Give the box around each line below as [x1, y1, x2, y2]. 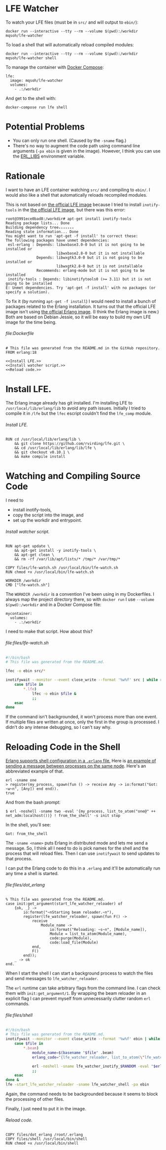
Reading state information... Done [5, 229, 79, 234]
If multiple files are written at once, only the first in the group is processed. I [5, 719, 160, 725]
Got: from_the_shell [5, 831, 48, 837]
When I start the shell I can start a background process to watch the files [5, 970, 153, 976]
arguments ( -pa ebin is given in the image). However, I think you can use [12, 148, 161, 154]
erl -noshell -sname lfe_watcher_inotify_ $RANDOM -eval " [32, 1064, 154, 1069]
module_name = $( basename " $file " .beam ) [32, 1050, 114, 1055]
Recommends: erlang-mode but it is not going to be [36, 268, 145, 273]
